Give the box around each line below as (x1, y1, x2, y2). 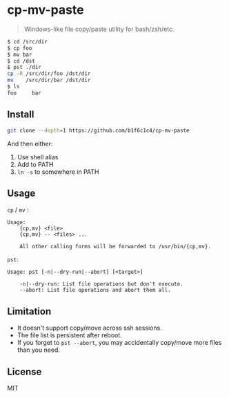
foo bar (7, 89, 41, 97)
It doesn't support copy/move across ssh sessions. (17, 324, 162, 332)
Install (7, 109, 34, 121)
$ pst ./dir (7, 64, 41, 71)
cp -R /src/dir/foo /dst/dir (7, 70, 91, 77)
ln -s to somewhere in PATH (17, 168, 99, 176)
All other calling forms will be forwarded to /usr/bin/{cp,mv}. (19, 243, 212, 250)
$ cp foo (7, 44, 32, 52)
